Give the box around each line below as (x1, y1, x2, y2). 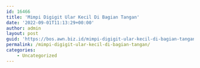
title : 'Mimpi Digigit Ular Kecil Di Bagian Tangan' (6, 14, 140, 20)
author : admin (6, 25, 42, 31)
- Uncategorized (17, 53, 58, 59)
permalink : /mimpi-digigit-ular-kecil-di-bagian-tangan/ (6, 42, 151, 48)
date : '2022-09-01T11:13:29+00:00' (6, 20, 95, 25)
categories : (6, 47, 36, 53)
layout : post (6, 31, 39, 37)
